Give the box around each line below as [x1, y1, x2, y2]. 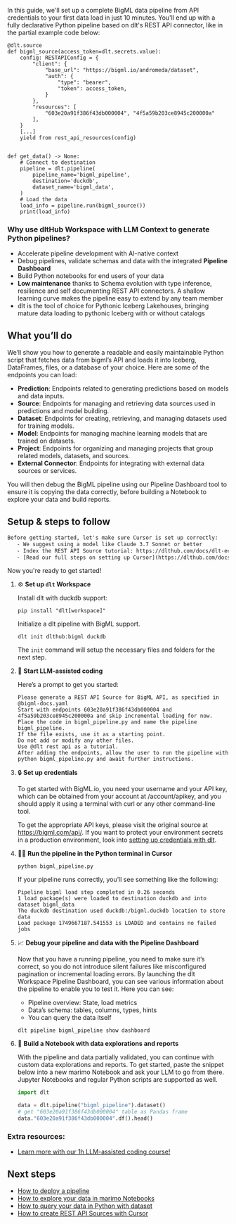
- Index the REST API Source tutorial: [16, 547, 133, 555]
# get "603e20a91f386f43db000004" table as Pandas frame [17, 1109, 188, 1116]
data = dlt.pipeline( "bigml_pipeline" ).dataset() [17, 1102, 166, 1109]
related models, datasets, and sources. [17, 452, 131, 460]
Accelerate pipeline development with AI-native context [17, 249, 179, 258]
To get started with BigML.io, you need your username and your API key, [17, 785, 228, 793]
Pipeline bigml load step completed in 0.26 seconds [17, 889, 176, 896]
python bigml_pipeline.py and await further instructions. [17, 756, 195, 763]
